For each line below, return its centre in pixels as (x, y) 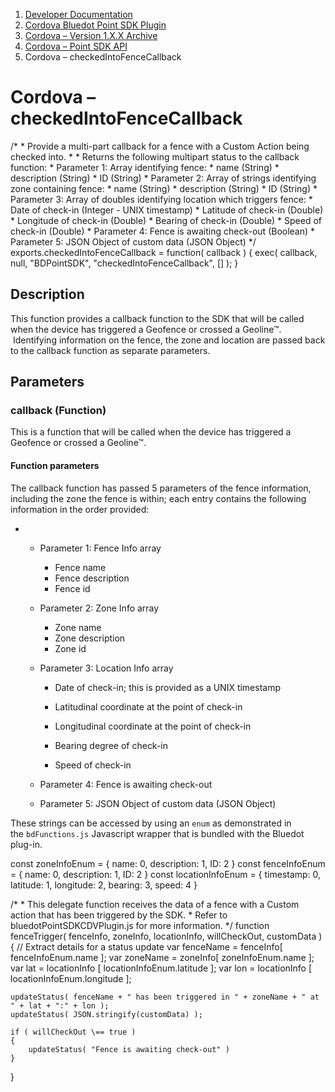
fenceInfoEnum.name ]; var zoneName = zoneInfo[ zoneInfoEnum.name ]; (162, 957)
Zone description (90, 638)
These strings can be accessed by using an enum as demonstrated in (151, 823)
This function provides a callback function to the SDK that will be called (157, 318)
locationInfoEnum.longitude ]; (71, 978)
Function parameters (55, 466)
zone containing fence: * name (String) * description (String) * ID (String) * (164, 188)
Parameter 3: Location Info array (106, 668)
